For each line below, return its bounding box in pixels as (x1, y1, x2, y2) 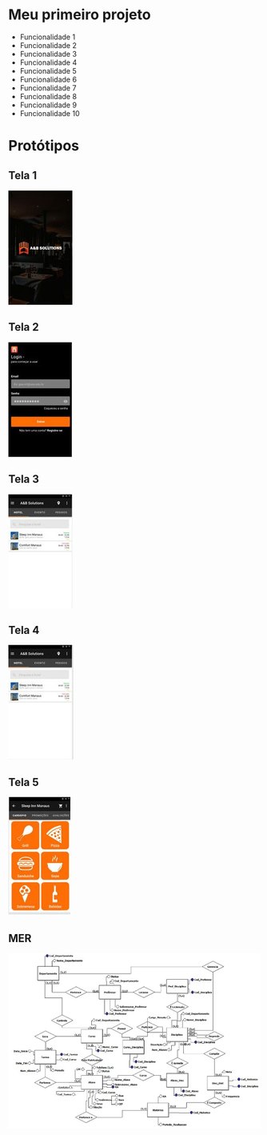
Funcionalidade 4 (19, 58, 78, 67)
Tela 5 (8, 775, 39, 789)
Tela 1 (8, 168, 38, 182)
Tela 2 (8, 320, 39, 334)
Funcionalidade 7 (19, 82, 77, 93)
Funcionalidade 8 (19, 91, 78, 101)
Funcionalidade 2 (19, 40, 78, 50)
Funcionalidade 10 (19, 108, 80, 118)
